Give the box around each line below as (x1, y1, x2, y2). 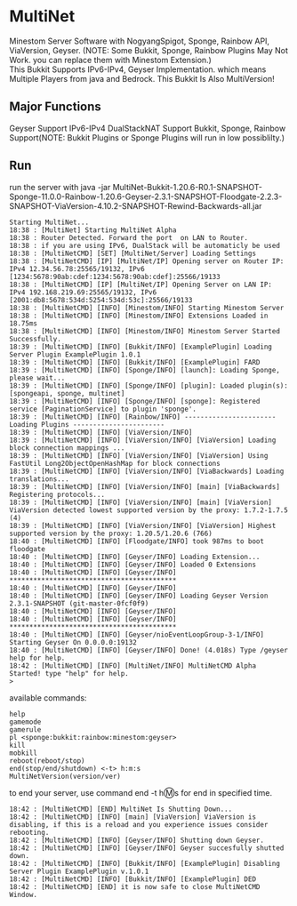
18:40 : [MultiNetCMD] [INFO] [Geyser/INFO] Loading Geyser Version (9, 591, 269, 600)
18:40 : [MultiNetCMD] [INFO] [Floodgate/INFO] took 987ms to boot (9, 536, 265, 546)
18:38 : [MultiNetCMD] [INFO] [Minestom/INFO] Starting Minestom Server (9, 303, 285, 312)
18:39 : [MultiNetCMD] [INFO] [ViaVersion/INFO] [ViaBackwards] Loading (9, 467, 285, 476)
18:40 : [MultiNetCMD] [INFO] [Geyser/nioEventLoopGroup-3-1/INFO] (9, 629, 265, 639)
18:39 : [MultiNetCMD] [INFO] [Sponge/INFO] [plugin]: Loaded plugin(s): (9, 381, 289, 390)
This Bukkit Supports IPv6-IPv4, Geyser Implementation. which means (9, 64, 267, 75)
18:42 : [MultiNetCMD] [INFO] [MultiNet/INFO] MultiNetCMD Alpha (9, 661, 256, 670)
